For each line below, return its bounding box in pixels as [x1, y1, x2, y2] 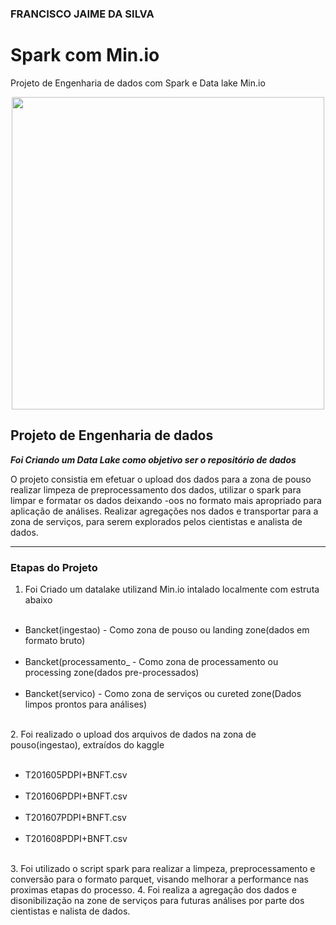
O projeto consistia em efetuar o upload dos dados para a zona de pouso [10, 473, 312, 485]
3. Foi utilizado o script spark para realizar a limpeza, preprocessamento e [10, 862, 316, 874]
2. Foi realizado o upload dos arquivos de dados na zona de [10, 728, 257, 740]
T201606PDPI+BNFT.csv [24, 790, 128, 802]
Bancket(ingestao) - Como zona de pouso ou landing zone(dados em [24, 623, 310, 636]
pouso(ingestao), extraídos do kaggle [10, 738, 165, 751]
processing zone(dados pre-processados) [24, 666, 200, 678]
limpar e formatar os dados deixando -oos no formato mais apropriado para [10, 494, 322, 506]
